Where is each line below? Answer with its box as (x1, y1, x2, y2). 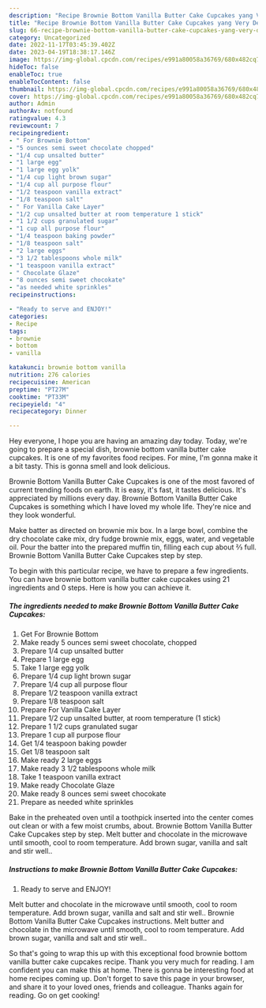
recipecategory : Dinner (9, 408, 88, 416)
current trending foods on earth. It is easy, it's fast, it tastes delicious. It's (9, 485, 247, 495)
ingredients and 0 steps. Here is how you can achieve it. (9, 583, 192, 593)
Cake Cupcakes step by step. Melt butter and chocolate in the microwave (9, 829, 248, 839)
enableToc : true (9, 70, 62, 78)
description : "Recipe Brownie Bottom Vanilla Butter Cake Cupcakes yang (9, 11, 253, 20)
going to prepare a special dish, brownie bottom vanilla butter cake (9, 444, 227, 455)
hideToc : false (9, 63, 59, 71)
